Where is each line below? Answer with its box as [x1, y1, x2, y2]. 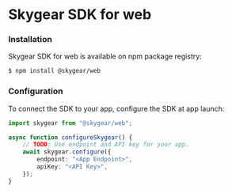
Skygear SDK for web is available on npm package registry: [8, 51, 202, 61]
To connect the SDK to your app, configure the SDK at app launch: [8, 104, 225, 113]
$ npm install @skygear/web [8, 67, 101, 75]
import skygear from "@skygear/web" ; [8, 119, 133, 127]
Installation [8, 34, 53, 45]
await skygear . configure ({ [22, 148, 112, 156]
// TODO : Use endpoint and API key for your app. [22, 141, 190, 149]
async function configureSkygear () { [8, 133, 133, 142]
